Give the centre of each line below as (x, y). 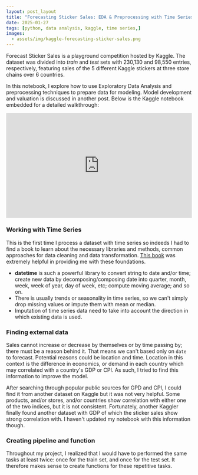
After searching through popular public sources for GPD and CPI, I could (94, 388)
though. (16, 425)
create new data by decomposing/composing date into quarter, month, (100, 279)
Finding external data (37, 332)
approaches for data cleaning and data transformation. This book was (91, 255)
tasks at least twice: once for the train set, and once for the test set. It (90, 460)
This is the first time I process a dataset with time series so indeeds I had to (98, 243)
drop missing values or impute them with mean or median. (85, 304)
